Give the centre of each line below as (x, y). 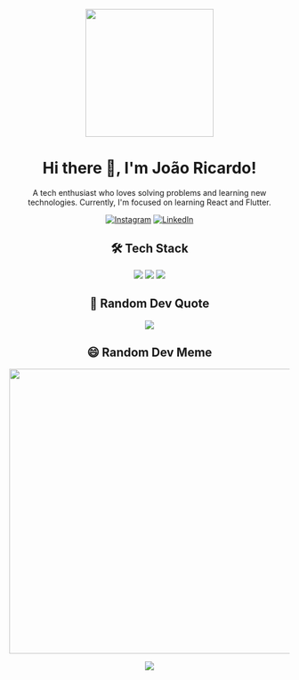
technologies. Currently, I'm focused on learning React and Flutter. (149, 202)
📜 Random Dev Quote (149, 304)
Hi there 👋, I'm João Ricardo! (149, 168)
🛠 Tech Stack (149, 249)
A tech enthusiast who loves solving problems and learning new (149, 192)
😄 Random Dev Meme (149, 352)
